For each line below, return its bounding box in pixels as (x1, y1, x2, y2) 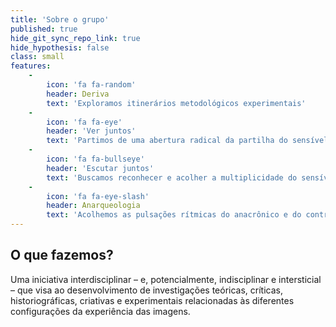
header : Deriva (46, 89, 110, 99)
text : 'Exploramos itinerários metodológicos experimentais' (46, 98, 307, 108)
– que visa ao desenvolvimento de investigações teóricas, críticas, (10, 284, 283, 296)
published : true (10, 24, 78, 34)
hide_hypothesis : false (10, 42, 110, 53)
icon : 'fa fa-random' (46, 80, 137, 90)
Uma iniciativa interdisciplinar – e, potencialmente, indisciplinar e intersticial (10, 273, 322, 285)
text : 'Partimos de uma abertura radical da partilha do (46, 136, 288, 146)
